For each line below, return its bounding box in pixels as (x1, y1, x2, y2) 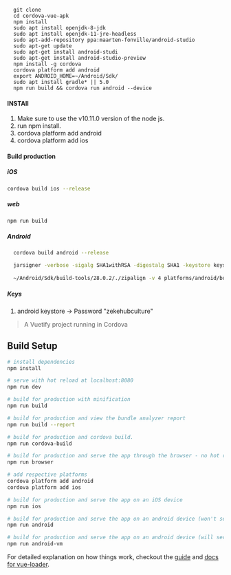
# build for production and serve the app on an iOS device (7, 496, 184, 503)
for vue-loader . (7, 561, 50, 569)
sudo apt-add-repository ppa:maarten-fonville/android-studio (13, 36, 195, 43)
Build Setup (7, 340, 58, 352)
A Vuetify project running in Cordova (23, 320, 129, 328)
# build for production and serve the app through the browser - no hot (7, 453, 220, 459)
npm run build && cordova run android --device (13, 85, 153, 91)
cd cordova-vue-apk (13, 12, 69, 19)
